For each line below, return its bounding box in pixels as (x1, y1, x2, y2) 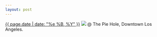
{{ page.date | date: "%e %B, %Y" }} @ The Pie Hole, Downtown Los (5, 21, 153, 27)
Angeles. (5, 26, 23, 32)
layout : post (5, 7, 32, 12)
